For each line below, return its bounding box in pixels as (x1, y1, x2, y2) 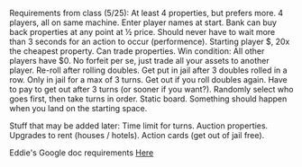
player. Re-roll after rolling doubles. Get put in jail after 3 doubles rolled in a (9, 65, 288, 75)
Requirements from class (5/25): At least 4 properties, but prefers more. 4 (9, 8, 284, 18)
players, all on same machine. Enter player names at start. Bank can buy (9, 17, 278, 28)
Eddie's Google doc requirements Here (9, 147, 154, 158)
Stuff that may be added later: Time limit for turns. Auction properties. (9, 120, 269, 131)
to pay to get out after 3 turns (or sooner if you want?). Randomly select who (9, 84, 294, 94)
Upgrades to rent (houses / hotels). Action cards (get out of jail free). (9, 130, 265, 140)
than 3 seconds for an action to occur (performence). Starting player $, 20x (9, 36, 290, 47)
